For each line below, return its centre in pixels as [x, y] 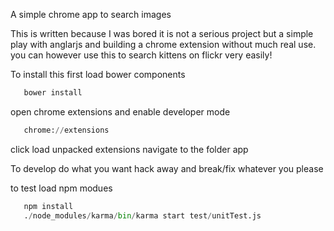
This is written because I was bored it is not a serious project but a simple [162, 33]
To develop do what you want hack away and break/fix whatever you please [167, 168]
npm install [48, 206]
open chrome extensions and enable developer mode [120, 111]
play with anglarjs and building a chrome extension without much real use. [163, 44]
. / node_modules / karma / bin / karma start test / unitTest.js [142, 215]
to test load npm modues [61, 188]
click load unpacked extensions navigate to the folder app [129, 149]
